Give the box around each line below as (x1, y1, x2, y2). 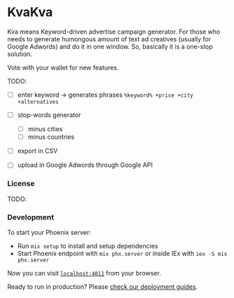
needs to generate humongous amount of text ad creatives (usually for (7, 34, 212, 43)
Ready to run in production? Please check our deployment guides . (7, 282, 198, 291)
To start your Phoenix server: (7, 228, 91, 236)
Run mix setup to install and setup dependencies (17, 241, 158, 250)
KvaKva (7, 4, 53, 20)
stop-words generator (17, 111, 81, 119)
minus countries (27, 133, 75, 141)
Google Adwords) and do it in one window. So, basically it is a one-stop (7, 42, 214, 50)
